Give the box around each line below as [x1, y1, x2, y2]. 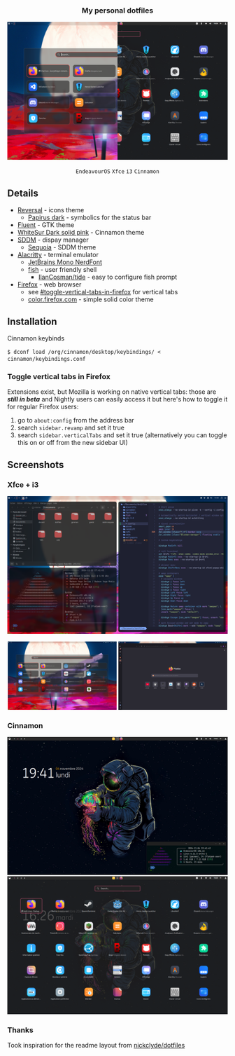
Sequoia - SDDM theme [27, 243, 97, 252]
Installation [7, 315, 57, 327]
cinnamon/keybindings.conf [7, 355, 86, 362]
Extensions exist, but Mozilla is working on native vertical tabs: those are [7, 388, 217, 396]
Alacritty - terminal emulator [17, 251, 99, 259]
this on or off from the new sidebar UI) [17, 439, 128, 447]
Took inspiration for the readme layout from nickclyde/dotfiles [7, 1041, 185, 1050]
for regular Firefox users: [7, 402, 79, 411]
